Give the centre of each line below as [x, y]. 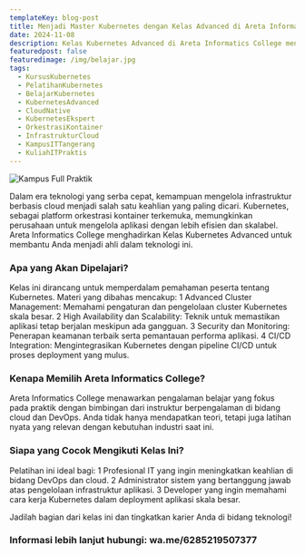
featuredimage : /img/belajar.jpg [73, 60]
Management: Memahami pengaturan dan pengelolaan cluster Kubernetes [148, 307]
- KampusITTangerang [56, 144]
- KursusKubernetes [54, 77]
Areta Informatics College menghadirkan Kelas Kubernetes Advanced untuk [151, 234]
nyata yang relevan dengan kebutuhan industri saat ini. [112, 427]
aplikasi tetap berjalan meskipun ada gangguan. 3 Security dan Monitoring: [150, 326]
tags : [20, 69]
